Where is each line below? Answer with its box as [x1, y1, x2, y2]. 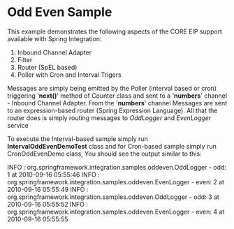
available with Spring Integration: [7, 34, 102, 43]
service [7, 121, 29, 129]
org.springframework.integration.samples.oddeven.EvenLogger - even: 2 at [7, 177, 225, 186]
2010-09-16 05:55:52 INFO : [7, 200, 89, 208]
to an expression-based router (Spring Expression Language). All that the [7, 106, 218, 114]
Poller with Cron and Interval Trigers [17, 71, 122, 79]
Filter [17, 55, 33, 64]
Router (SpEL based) [17, 63, 78, 71]
